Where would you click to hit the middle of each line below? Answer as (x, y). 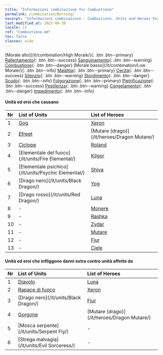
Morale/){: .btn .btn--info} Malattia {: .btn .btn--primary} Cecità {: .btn (73, 70)
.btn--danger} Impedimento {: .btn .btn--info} (50, 91)
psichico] (57, 166)
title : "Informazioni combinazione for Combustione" (59, 9)
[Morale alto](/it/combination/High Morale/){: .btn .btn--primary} (69, 55)
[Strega (26, 339)
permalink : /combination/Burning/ (40, 14)
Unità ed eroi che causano (32, 102)
